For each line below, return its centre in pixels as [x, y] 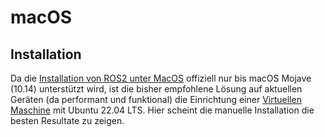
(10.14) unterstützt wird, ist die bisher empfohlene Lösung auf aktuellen [156, 89]
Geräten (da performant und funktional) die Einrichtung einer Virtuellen [156, 99]
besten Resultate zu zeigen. [67, 120]
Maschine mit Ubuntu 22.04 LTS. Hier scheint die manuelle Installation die [162, 110]
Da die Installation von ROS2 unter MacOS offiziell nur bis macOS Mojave [161, 78]
